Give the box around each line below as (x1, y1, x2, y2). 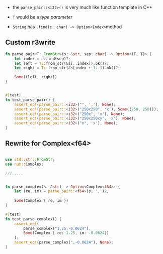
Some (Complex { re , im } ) (14, 198, 69, 203)
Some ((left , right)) (14, 75, 57, 80)
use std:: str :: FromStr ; (5, 157, 55, 162)
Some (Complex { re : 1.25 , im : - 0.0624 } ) (23, 230, 109, 235)
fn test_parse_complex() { (5, 216, 62, 221)
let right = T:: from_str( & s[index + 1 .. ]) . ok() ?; (14, 65, 121, 71)
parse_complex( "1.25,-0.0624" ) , (23, 226, 92, 231)
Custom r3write (5, 38, 56, 47)
